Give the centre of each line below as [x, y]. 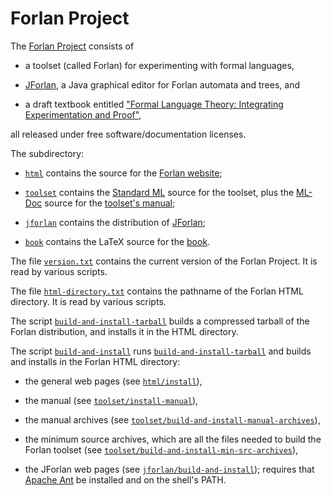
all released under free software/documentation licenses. [128, 134]
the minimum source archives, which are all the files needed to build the [173, 439]
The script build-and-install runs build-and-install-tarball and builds [161, 351]
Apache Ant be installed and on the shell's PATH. [125, 479]
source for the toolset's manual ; [110, 203]
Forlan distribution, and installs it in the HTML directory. [124, 331]
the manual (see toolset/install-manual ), [111, 400]
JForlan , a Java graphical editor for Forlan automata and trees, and [162, 84]
